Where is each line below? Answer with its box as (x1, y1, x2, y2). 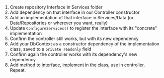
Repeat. (9, 67, 26, 73)
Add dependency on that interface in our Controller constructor (9, 9, 140, 15)
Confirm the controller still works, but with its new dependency (9, 36, 139, 41)
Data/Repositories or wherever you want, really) (9, 20, 108, 26)
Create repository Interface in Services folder (9, 4, 103, 10)
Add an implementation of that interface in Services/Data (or (9, 15, 134, 20)
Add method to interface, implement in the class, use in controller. (9, 62, 145, 68)
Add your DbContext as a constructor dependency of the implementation (9, 41, 160, 46)
